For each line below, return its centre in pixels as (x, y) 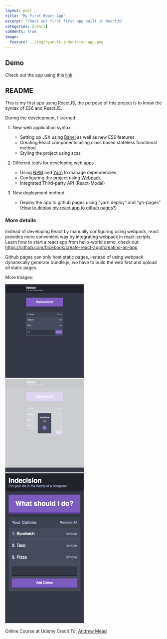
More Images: (19, 277)
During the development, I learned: (41, 118)
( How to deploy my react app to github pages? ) (68, 208)
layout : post (19, 10)
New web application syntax (41, 127)
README (19, 91)
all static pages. (21, 268)
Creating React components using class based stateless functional (88, 142)
